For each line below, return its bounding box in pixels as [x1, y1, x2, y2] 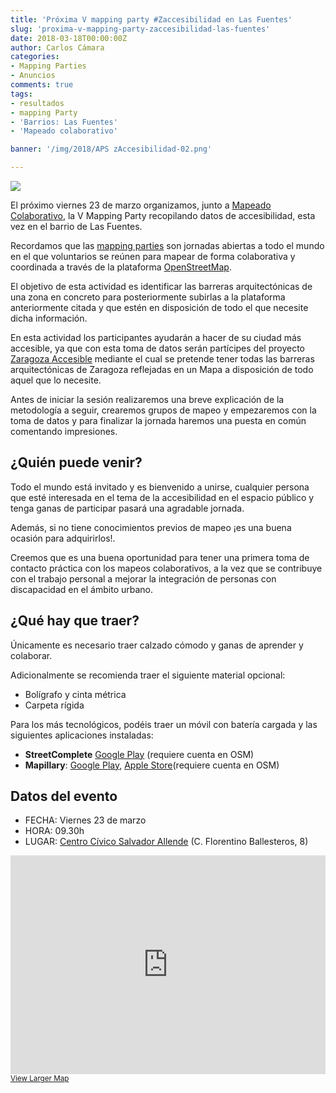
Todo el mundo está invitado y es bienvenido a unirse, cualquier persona [10, 481, 310, 493]
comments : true [10, 80, 74, 90]
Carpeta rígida [24, 699, 85, 711]
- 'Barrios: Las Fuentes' [10, 117, 118, 127]
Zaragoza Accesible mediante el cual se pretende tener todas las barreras [10, 353, 315, 365]
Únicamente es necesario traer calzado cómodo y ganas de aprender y [10, 639, 304, 651]
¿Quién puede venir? [10, 454, 143, 471]
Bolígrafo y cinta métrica [24, 688, 127, 700]
